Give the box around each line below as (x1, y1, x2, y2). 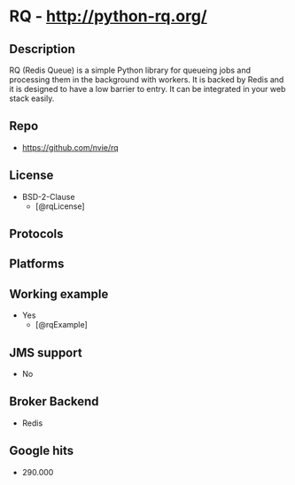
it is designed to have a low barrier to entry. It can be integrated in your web (9, 84, 286, 94)
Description (9, 42, 75, 57)
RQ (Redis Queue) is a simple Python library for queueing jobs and (9, 65, 251, 75)
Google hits (9, 443, 74, 458)
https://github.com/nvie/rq (21, 142, 119, 152)
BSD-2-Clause (21, 191, 75, 202)
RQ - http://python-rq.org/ (9, 6, 207, 27)
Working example (9, 286, 109, 302)
